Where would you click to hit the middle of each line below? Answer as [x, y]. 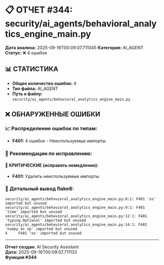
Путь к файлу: [27, 93]
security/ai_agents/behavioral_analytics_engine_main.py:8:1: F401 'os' [81, 199]
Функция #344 [21, 257]
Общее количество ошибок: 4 [44, 83]
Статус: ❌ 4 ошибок [26, 53]
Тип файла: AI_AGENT [35, 88]
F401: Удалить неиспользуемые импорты [55, 176]
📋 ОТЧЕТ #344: [39, 10]
